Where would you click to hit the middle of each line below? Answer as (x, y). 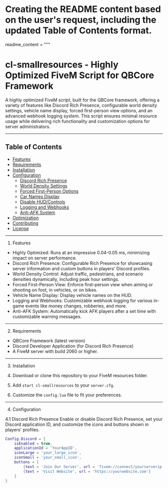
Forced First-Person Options (49, 191)
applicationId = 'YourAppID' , (46, 448)
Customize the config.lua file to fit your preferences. (67, 395)
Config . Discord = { (25, 439)
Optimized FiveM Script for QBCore (80, 75)
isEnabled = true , (33, 443)
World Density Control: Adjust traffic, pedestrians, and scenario (78, 274)
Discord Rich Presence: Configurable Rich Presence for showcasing (82, 263)
